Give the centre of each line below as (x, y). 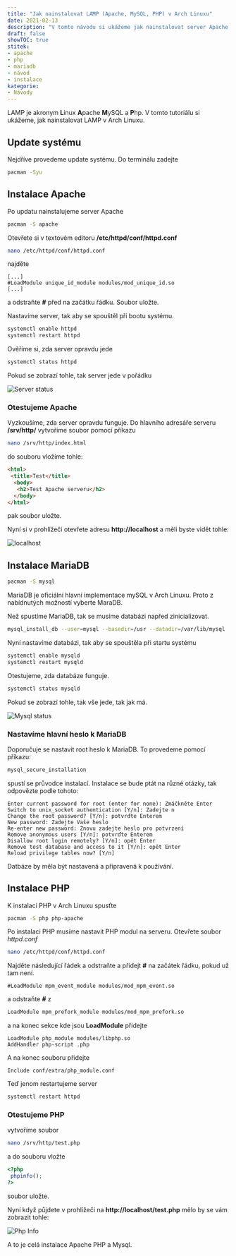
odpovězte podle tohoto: (43, 790)
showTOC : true (28, 40)
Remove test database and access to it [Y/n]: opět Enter (94, 847)
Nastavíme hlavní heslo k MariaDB (67, 734)
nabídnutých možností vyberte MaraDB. (65, 603)
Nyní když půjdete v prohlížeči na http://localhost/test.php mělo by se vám (117, 1209)
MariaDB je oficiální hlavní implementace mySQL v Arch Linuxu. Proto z (110, 595)
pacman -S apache (33, 224)
